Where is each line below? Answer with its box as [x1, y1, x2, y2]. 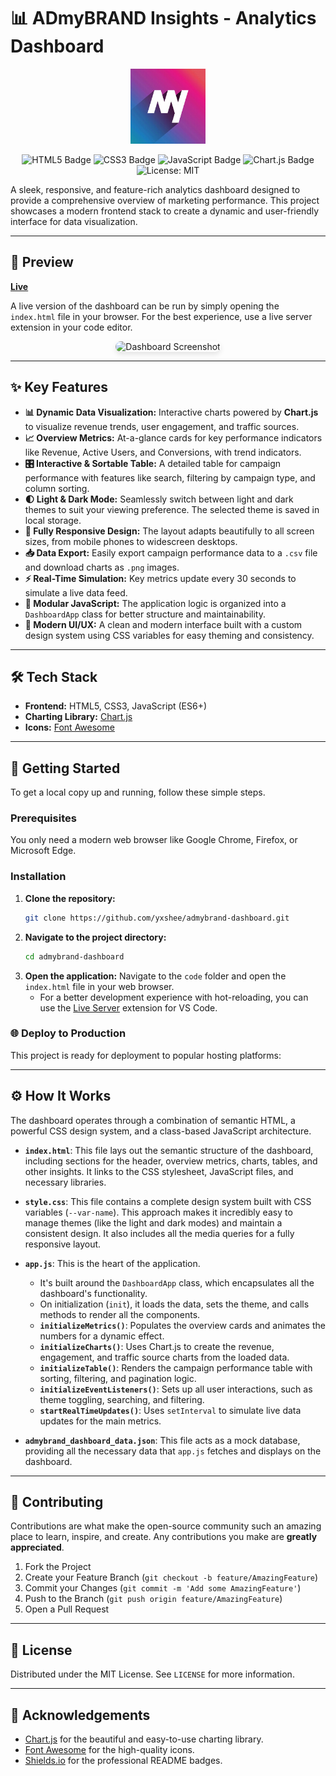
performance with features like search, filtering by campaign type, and [24, 471, 316, 484]
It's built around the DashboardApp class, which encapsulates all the [39, 1276, 315, 1289]
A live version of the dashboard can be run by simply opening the [10, 300, 280, 312]
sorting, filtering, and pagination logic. [39, 1372, 197, 1384]
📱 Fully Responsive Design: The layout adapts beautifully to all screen [24, 525, 315, 537]
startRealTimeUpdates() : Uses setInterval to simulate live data [39, 1404, 302, 1416]
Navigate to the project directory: [24, 931, 167, 943]
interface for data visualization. [10, 215, 138, 227]
